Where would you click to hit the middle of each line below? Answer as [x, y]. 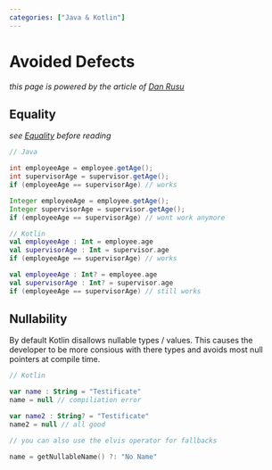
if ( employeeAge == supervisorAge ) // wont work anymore [117, 218]
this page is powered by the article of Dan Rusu [97, 87]
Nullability [38, 319]
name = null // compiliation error [75, 400]
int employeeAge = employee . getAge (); [81, 169]
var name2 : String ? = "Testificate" [79, 416]
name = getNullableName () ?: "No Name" [83, 457]
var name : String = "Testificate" [75, 392]
